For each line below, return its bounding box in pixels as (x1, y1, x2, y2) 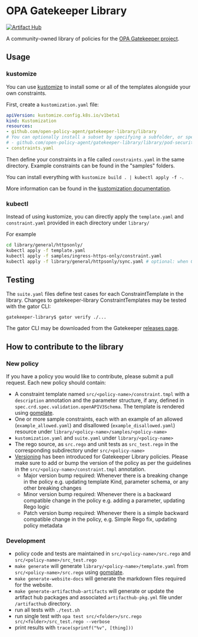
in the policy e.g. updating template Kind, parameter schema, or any (23, 478, 189, 486)
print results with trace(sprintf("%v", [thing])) (14, 624, 134, 631)
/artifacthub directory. (14, 600, 72, 608)
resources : (6, 123, 33, 129)
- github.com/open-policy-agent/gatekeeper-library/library (6, 128, 157, 135)
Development (6, 536, 46, 544)
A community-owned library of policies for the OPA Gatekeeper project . (6, 35, 180, 42)
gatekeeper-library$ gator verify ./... (6, 314, 107, 321)
